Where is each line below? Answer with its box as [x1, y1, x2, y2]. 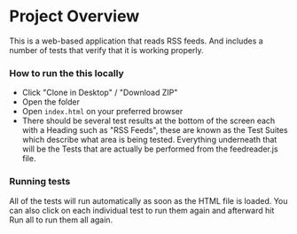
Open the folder [21, 97, 80, 107]
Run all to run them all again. [9, 214, 113, 225]
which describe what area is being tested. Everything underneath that [21, 135, 277, 145]
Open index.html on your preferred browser [21, 106, 184, 117]
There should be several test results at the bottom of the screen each [21, 115, 276, 126]
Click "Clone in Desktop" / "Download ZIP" [21, 87, 178, 98]
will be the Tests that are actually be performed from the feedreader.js [21, 144, 278, 154]
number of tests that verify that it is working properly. [9, 44, 204, 55]
